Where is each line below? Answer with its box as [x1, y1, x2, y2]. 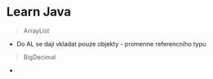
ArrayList [23, 27, 50, 35]
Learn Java [6, 4, 72, 20]
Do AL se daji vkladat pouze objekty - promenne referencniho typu [16, 39, 206, 48]
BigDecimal [23, 52, 57, 61]
